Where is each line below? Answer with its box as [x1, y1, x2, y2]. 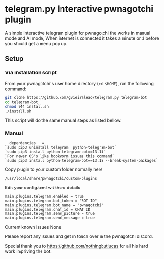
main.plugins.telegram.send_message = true [5, 215, 95, 221]
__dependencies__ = [5, 141, 45, 146]
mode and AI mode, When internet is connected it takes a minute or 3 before [5, 35, 159, 41]
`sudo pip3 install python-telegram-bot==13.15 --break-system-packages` [5, 158, 159, 163]
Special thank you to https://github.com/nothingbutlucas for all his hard [5, 243, 148, 249]
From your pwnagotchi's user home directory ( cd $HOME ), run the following [5, 80, 154, 86]
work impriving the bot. [5, 248, 52, 254]
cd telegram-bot [5, 99, 38, 105]
